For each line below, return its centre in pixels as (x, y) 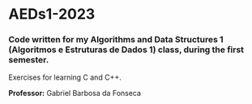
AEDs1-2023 (52, 14)
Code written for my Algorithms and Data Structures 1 (116, 40)
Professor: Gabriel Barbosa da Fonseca (75, 93)
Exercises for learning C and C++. (65, 77)
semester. (29, 60)
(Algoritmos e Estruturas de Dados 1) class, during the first (126, 50)
